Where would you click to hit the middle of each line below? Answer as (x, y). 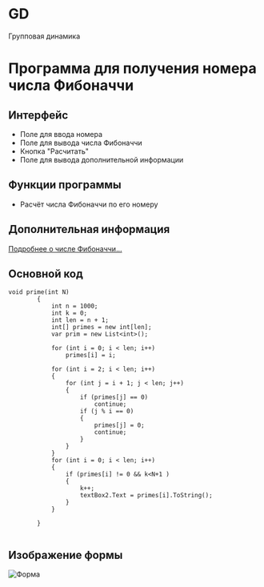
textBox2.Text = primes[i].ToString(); (146, 496)
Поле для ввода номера (61, 134)
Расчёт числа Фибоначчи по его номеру (89, 204)
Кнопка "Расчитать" (54, 151)
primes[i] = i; (90, 356)
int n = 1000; (74, 306)
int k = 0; (69, 313)
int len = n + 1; (80, 320)
